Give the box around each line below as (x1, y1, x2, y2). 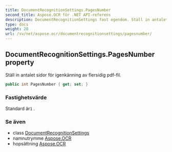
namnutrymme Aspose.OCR (12, 135, 72, 141)
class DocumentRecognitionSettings (12, 130, 90, 136)
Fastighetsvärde (5, 94, 47, 101)
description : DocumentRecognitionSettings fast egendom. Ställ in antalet (5, 17, 168, 22)
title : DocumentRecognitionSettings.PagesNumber (5, 7, 111, 13)
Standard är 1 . (5, 105, 35, 112)
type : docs (5, 21, 29, 27)
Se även (5, 118, 26, 125)
